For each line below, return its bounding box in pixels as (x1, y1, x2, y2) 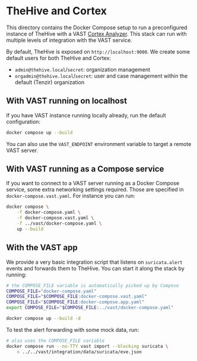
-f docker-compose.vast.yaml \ (17, 215, 94, 221)
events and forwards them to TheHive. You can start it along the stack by (6, 264, 185, 272)
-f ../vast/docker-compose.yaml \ (17, 220, 102, 227)
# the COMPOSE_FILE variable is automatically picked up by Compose (6, 282, 179, 288)
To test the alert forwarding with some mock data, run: (6, 326, 139, 333)
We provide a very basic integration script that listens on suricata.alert (6, 258, 183, 266)
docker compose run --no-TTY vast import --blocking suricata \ (6, 343, 169, 349)
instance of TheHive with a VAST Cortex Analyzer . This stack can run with (6, 30, 187, 37)
